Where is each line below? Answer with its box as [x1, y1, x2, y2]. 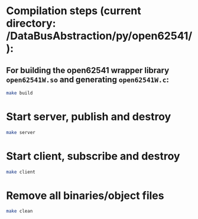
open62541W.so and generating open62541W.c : [6, 74, 170, 84]
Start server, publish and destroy [6, 110, 171, 123]
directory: [6, 17, 56, 30]
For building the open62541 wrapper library [6, 65, 170, 75]
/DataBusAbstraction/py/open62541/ [6, 30, 193, 43]
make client [6, 169, 35, 175]
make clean [6, 208, 33, 214]
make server [6, 129, 35, 135]
